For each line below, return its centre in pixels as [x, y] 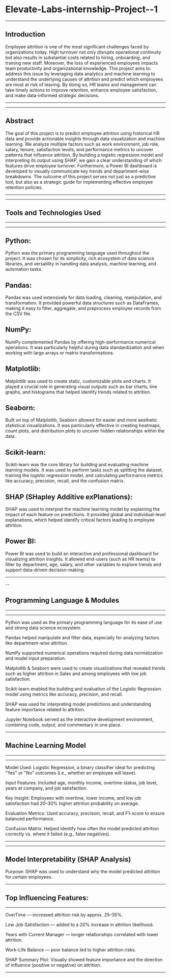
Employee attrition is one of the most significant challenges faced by [77, 46]
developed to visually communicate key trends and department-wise [77, 171]
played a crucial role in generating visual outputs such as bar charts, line [81, 386]
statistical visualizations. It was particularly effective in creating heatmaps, [83, 426]
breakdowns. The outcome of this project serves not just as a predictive [81, 176]
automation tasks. [24, 269]
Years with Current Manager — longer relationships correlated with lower [82, 935]
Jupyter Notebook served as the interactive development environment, [79, 719]
